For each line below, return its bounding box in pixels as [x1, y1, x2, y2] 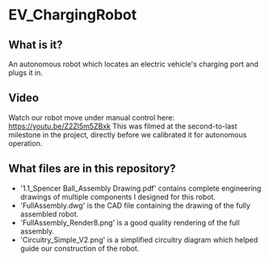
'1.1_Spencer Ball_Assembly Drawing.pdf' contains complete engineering [19, 183, 262, 193]
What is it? [8, 38, 63, 52]
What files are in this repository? [8, 162, 176, 175]
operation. [8, 138, 43, 148]
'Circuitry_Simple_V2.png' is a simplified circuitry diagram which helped [19, 234, 258, 244]
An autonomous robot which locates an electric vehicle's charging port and [8, 59, 258, 69]
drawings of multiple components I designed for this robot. [19, 192, 216, 201]
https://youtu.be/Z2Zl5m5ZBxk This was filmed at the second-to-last [8, 121, 237, 131]
